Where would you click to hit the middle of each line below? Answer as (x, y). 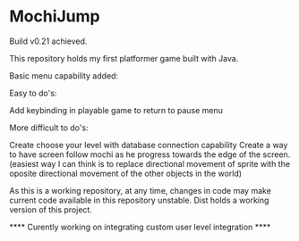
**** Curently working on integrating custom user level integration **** (140, 227)
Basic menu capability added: (64, 75)
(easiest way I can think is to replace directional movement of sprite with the (150, 163)
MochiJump (55, 17)
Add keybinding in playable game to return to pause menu (116, 110)
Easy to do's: (33, 93)
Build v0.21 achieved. (48, 41)
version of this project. (51, 209)
